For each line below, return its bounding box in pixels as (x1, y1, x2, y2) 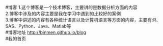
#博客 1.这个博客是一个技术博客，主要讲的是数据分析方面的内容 (5, 4, 138, 10)
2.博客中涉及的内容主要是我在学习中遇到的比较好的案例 (5, 10, 121, 16)
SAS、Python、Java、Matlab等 (5, 23, 71, 29)
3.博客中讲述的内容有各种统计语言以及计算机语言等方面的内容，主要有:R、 (5, 17, 161, 22)
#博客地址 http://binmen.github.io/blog (5, 29, 87, 35)
